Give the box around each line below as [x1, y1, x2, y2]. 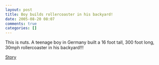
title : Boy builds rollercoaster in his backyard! [5, 12, 113, 17]
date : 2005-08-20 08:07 [5, 16, 55, 21]
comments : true [5, 21, 37, 26]
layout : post [5, 7, 33, 12]
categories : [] [5, 26, 37, 31]
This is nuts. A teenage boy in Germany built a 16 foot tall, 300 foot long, [5, 39, 154, 45]
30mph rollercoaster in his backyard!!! [5, 45, 84, 51]
